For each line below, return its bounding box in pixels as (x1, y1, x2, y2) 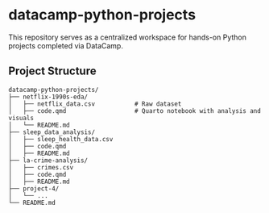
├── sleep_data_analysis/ (8, 127, 95, 136)
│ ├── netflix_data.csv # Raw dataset (8, 99, 182, 108)
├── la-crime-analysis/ (8, 156, 89, 165)
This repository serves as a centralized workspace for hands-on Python (8, 32, 247, 42)
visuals (8, 114, 35, 122)
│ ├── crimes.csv (8, 163, 74, 171)
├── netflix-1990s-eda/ (8, 93, 89, 101)
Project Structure (8, 65, 97, 78)
